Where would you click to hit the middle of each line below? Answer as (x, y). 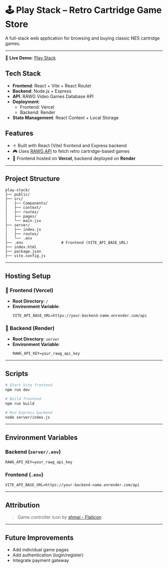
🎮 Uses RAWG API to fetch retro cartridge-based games (71, 151)
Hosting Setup (28, 276)
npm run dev (17, 390)
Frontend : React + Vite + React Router (52, 86)
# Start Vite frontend (29, 385)
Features (19, 133)
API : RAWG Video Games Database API (53, 96)
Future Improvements (39, 538)
